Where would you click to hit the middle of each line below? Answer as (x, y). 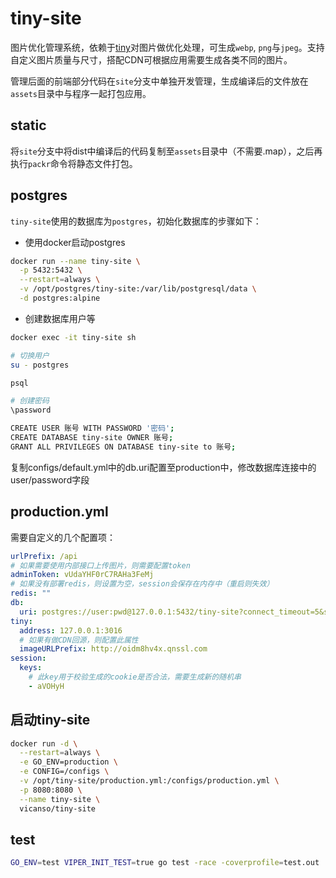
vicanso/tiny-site (58, 808)
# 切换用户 (30, 355)
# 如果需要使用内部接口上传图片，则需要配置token (100, 565)
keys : (31, 668)
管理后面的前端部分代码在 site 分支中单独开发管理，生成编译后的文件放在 (159, 81)
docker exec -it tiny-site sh (73, 337)
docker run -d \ (44, 743)
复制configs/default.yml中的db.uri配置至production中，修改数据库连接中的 (163, 467)
